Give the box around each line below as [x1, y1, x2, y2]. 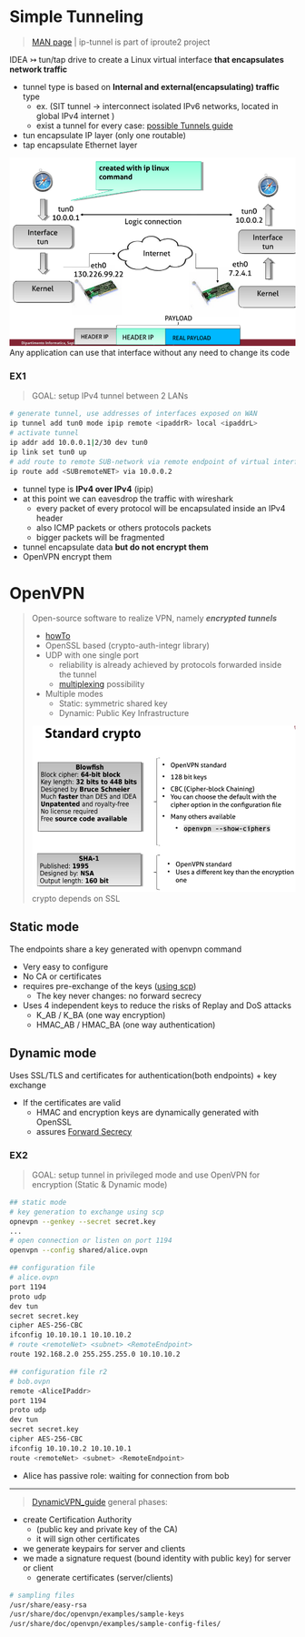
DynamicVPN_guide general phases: [31, 1496, 168, 1507]
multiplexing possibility [58, 679, 145, 690]
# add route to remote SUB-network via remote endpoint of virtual [9, 457, 271, 466]
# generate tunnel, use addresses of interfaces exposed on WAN [9, 409, 258, 419]
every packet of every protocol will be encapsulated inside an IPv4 [35, 502, 286, 513]
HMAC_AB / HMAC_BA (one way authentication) [35, 1019, 216, 1030]
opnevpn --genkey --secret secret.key [9, 1217, 156, 1226]
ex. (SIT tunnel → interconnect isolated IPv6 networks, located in [35, 100, 279, 111]
